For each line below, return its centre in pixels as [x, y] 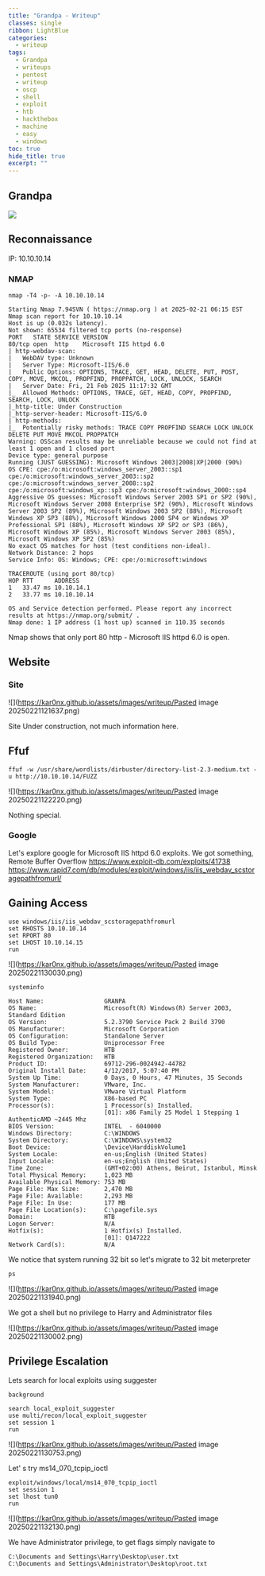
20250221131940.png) [45, 1297]
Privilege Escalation [58, 1362]
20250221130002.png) [46, 1336]
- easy [26, 134]
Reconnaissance [50, 239]
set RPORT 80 [30, 935]
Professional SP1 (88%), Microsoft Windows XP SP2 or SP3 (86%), [118, 526]
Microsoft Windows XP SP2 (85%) [61, 539]
